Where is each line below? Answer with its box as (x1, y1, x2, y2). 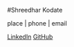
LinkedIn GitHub (7, 32, 53, 41)
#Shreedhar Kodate (7, 6, 63, 14)
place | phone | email (7, 19, 67, 27)
